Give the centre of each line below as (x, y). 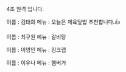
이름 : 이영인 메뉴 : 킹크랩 (36, 50)
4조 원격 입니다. (25, 9)
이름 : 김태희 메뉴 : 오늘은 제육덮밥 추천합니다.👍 (63, 22)
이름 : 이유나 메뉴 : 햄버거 (36, 63)
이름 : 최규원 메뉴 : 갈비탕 (36, 37)
